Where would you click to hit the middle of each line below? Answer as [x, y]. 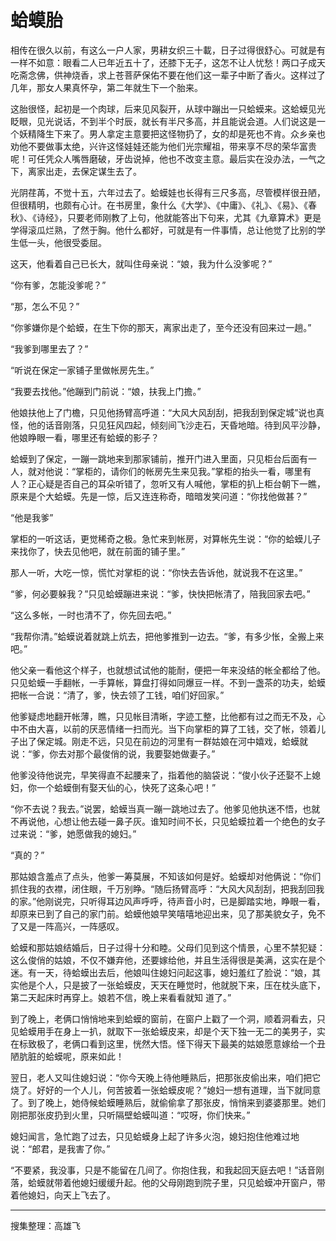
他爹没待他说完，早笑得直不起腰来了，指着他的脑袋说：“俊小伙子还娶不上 [161, 775]
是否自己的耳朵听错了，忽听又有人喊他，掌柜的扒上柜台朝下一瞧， [189, 483]
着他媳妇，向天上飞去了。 [63, 1195]
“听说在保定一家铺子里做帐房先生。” [82, 370]
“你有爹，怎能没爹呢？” [58, 285]
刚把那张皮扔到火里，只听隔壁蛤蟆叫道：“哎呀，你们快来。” [130, 1115]
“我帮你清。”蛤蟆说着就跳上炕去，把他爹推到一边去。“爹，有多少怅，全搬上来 [167, 636]
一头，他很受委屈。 [67, 242]
